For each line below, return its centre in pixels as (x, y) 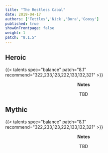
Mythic (16, 110)
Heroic (16, 58)
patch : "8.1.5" (21, 38)
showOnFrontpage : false (30, 28)
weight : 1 (15, 33)
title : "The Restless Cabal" (35, 10)
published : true (22, 24)
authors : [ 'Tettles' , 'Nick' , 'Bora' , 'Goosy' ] (52, 19)
